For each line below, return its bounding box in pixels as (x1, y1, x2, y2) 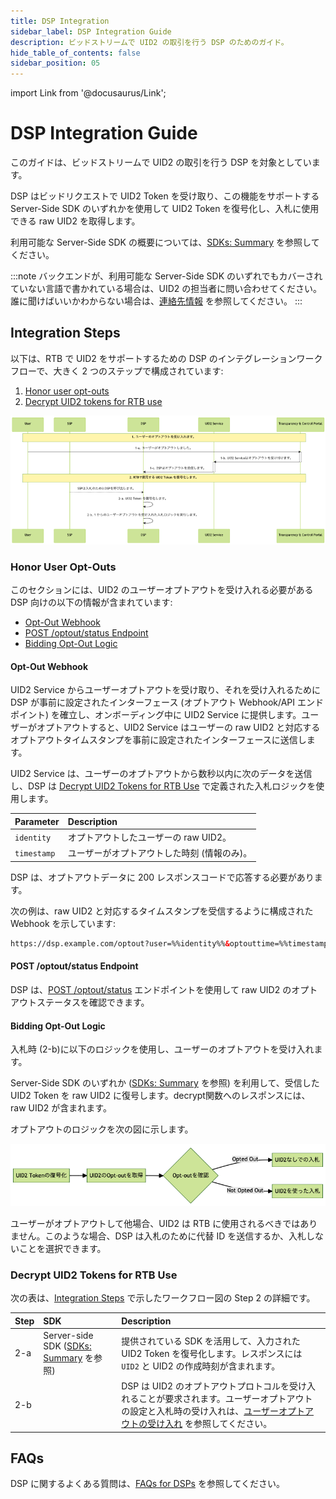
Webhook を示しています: (10, 917, 117, 929)
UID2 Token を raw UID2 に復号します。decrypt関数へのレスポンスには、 (10, 1090, 311, 1102)
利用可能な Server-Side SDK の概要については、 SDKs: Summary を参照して (10, 236, 320, 249)
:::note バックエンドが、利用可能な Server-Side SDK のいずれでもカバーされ (10, 270, 323, 282)
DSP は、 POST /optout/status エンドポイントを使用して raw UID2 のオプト (10, 984, 318, 996)
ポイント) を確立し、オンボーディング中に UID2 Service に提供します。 (10, 709, 302, 721)
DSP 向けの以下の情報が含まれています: (10, 596, 173, 609)
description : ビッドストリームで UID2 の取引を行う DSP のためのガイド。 (10, 37, 289, 47)
